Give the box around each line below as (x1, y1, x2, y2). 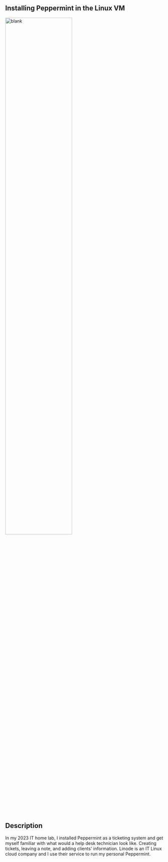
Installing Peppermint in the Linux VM (5, 4, 125, 13)
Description (5, 821, 43, 830)
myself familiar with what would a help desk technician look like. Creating (5, 840, 157, 846)
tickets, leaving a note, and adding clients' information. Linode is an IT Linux (5, 845, 162, 851)
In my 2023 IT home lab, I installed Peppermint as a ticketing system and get (5, 835, 163, 841)
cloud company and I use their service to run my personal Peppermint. (5, 850, 151, 857)
